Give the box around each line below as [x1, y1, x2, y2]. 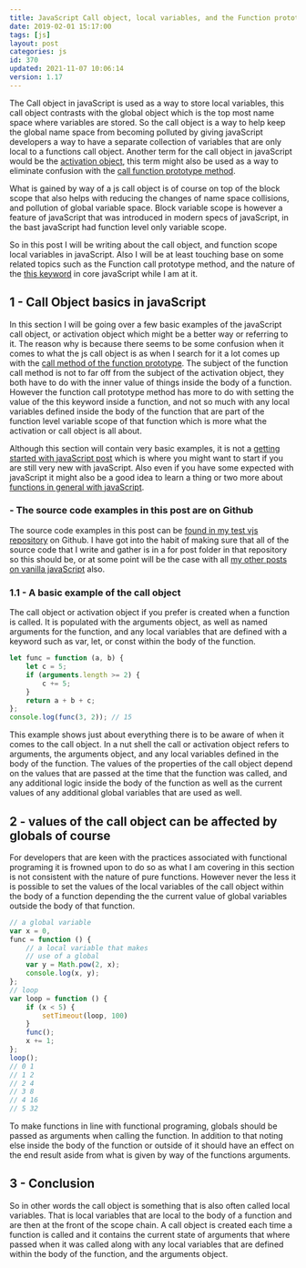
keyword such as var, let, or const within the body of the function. [9, 636, 257, 647]
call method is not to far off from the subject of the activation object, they [9, 367, 285, 378]
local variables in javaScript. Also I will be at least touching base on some [9, 249, 284, 259]
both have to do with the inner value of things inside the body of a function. [9, 377, 292, 388]
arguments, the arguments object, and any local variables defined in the [9, 748, 280, 760]
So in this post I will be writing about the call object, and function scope [9, 238, 278, 250]
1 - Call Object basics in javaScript [9, 295, 207, 310]
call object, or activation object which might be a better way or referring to [9, 329, 289, 340]
